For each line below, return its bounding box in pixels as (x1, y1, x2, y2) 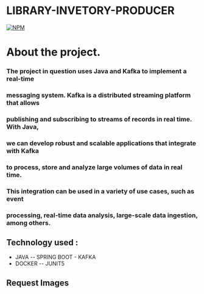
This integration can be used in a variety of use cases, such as (6, 187, 195, 195)
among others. (6, 218, 51, 227)
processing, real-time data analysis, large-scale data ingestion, (6, 211, 198, 220)
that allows (6, 98, 40, 107)
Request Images (6, 278, 69, 288)
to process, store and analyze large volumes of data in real (6, 163, 183, 171)
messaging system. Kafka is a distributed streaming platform (6, 91, 191, 99)
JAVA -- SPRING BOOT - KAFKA (15, 254, 96, 261)
